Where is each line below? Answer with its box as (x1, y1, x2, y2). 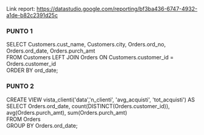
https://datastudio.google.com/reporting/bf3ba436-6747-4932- (36, 5, 198, 12)
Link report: (6, 5, 35, 12)
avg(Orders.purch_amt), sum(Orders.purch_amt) (6, 109, 128, 116)
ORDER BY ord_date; (6, 67, 58, 74)
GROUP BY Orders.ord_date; (6, 122, 78, 129)
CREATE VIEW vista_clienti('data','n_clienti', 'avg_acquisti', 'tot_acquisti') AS (6, 96, 195, 103)
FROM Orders (6, 115, 41, 123)
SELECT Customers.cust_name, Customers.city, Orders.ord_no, (6, 41, 166, 48)
